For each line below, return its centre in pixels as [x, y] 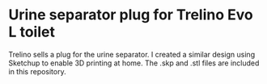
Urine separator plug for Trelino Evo [131, 15]
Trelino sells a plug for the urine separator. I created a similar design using [132, 54]
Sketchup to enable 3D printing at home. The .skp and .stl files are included [134, 63]
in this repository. [37, 71]
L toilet [32, 32]
